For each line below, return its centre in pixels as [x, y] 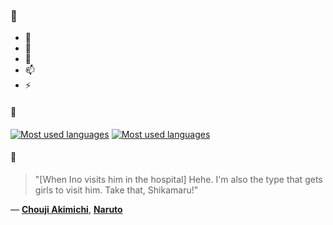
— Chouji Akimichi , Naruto [66, 209]
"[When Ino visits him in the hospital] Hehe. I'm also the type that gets [178, 179]
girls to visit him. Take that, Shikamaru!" [116, 190]
